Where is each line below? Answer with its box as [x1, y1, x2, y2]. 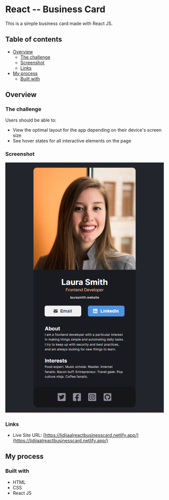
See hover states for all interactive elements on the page [12, 138, 131, 144]
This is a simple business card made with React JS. [5, 20, 113, 26]
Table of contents [5, 35, 62, 44]
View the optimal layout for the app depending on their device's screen [12, 127, 162, 133]
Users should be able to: [5, 117, 57, 123]
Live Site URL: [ [12, 432, 45, 438]
